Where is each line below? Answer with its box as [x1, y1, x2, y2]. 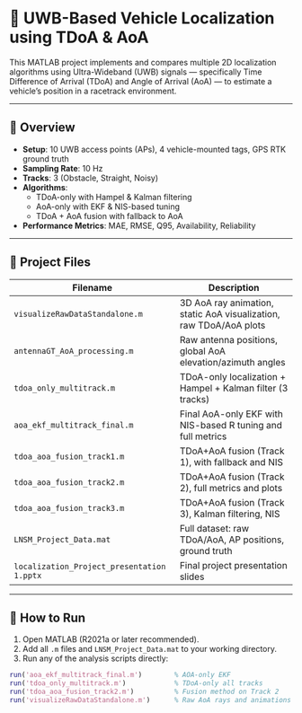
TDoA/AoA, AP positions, [179, 533, 285, 546]
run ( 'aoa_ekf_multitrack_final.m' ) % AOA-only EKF [9, 671, 231, 680]
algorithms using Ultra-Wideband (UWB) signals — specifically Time [9, 66, 262, 77]
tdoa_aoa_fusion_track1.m [13, 451, 125, 462]
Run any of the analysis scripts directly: [22, 653, 169, 664]
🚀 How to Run [9, 610, 86, 625]
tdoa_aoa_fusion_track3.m [13, 503, 125, 513]
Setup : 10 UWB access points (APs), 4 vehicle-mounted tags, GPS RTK [22, 144, 286, 154]
